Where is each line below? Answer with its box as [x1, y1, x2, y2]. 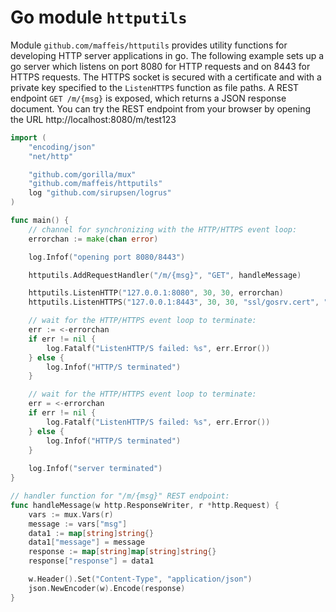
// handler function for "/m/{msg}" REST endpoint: [10, 491, 230, 501]
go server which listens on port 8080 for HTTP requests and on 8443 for [10, 60, 311, 72]
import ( [10, 132, 47, 143]
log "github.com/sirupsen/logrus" [28, 188, 172, 198]
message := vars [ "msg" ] [28, 519, 128, 529]
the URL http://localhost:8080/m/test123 [10, 113, 177, 125]
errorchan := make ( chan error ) [28, 234, 159, 244]
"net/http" [28, 151, 74, 161]
